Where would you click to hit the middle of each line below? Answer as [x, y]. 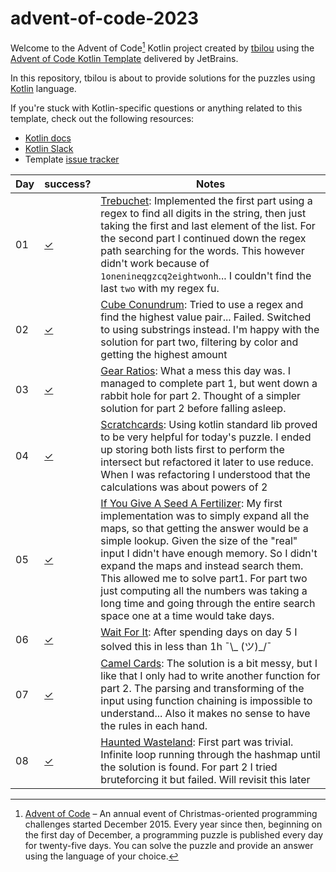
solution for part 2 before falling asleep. [193, 408]
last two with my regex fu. [160, 288]
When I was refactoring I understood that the [205, 474]
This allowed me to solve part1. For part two [204, 578]
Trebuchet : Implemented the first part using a [206, 200]
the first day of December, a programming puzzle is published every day [174, 834]
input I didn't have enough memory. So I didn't [209, 553]
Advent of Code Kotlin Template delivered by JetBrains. [124, 58]
